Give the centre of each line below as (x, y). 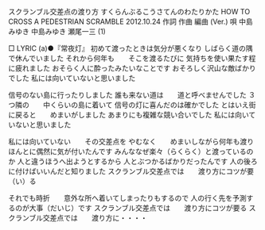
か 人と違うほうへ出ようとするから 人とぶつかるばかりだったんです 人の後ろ (133, 161)
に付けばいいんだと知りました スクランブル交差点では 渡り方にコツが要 (131, 171)
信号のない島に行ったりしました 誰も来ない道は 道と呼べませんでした (127, 95)
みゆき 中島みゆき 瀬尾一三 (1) (57, 31)
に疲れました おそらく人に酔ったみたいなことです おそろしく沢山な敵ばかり (132, 68)
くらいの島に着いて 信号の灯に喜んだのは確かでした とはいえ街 (153, 105)
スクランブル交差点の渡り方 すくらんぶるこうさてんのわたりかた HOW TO (129, 11)
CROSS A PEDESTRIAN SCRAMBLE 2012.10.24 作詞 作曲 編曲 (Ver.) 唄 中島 (131, 21)
